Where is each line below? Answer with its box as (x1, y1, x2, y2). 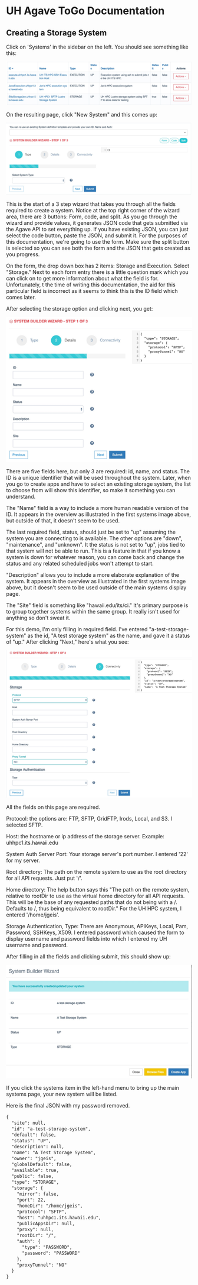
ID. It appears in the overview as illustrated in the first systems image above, (6, 511, 192, 518)
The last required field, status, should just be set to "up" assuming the (6, 528, 176, 536)
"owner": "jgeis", (11, 1155, 57, 1162)
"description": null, (11, 1144, 65, 1150)
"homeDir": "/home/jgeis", (16, 1203, 83, 1209)
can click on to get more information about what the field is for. (6, 275, 159, 282)
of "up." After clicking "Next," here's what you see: (6, 638, 129, 645)
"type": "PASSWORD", (21, 1244, 72, 1251)
